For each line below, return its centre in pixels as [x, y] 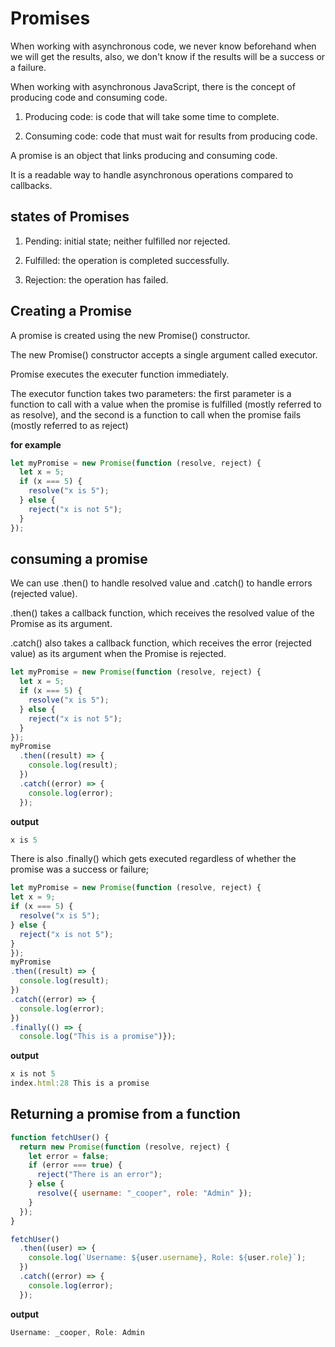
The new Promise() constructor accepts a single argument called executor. [164, 354]
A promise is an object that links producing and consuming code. [144, 155]
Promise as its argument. [61, 624]
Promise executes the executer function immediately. [120, 374]
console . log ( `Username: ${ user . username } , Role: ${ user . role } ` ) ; [167, 1258]
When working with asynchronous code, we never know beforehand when [163, 46]
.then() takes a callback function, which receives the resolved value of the [162, 613]
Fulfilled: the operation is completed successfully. [127, 260]
